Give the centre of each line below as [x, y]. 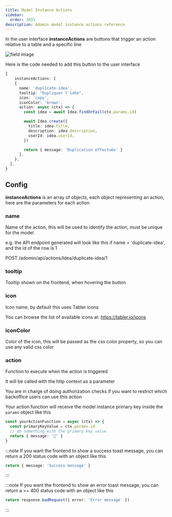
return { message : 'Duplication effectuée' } [73, 150]
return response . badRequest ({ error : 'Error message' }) [68, 500]
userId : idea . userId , [51, 136]
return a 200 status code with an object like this [56, 456]
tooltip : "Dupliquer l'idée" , [51, 93]
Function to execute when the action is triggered [56, 372]
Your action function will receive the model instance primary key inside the [84, 407]
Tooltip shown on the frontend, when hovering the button [66, 283]
